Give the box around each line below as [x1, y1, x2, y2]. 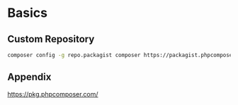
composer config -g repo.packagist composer [7, 51, 141, 58]
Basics [7, 5, 48, 21]
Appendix [7, 71, 52, 83]
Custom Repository [7, 33, 95, 45]
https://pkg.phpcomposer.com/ [7, 89, 98, 98]
